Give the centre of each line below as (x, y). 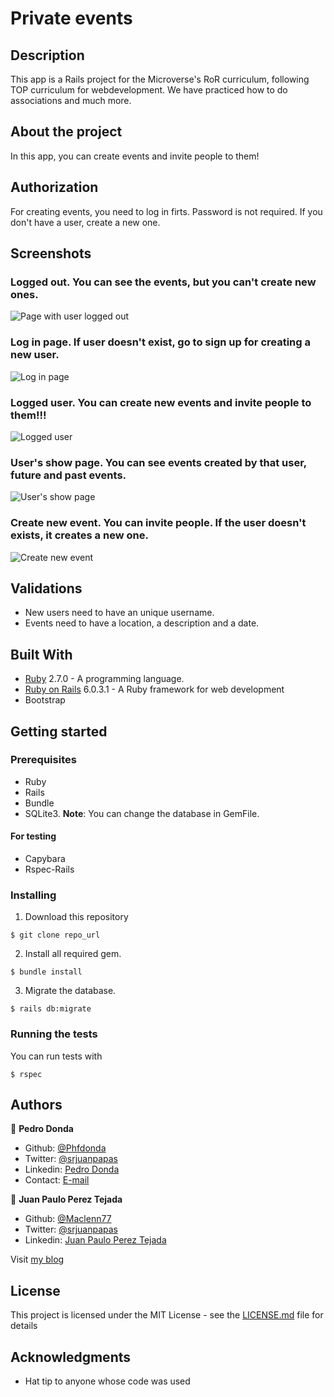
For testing (33, 836)
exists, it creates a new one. (79, 535)
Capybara (45, 859)
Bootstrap (45, 700)
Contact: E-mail (57, 1180)
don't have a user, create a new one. (85, 222)
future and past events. (68, 475)
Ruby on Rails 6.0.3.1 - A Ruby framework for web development (154, 689)
